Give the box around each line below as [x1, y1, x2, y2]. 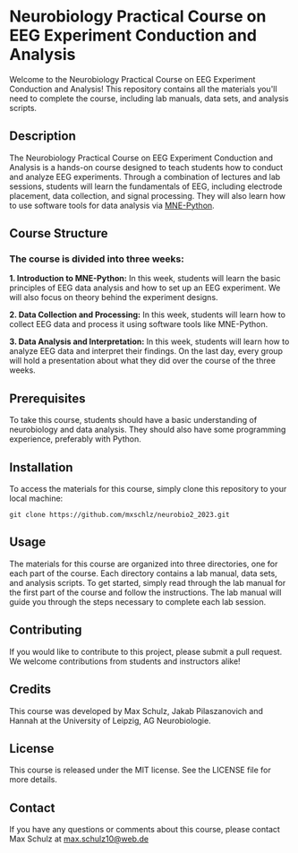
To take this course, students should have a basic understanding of [9, 415, 258, 426]
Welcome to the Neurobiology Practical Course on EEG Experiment [9, 73, 256, 84]
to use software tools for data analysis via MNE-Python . [9, 200, 215, 211]
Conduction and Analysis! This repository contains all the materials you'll [9, 83, 277, 94]
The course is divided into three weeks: [9, 253, 185, 265]
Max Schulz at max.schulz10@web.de [9, 833, 149, 844]
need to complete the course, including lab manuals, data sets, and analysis [9, 92, 289, 104]
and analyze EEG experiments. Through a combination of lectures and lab [9, 171, 281, 182]
